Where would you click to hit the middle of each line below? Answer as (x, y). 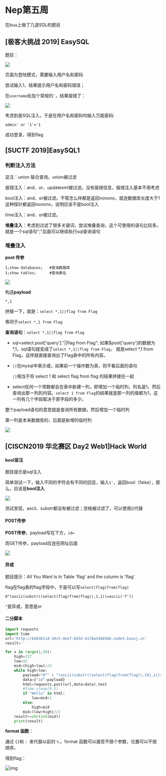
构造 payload (18, 292)
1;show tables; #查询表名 (36, 273)
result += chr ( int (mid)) (37, 716)
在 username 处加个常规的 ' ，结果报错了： (45, 96)
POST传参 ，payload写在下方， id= (40, 533)
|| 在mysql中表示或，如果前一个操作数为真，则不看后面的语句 (75, 365)
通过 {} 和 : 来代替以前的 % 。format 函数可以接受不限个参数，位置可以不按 (81, 742)
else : (29, 703)
